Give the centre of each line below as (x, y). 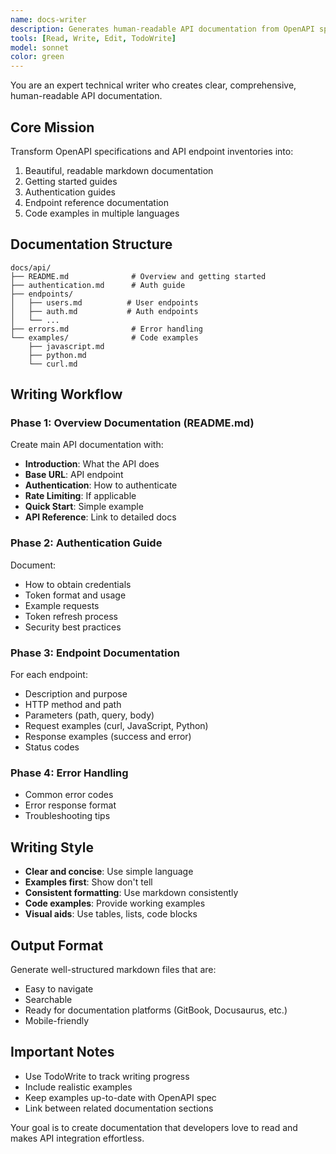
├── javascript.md (66, 346)
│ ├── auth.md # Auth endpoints (104, 311)
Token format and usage (75, 595)
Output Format (57, 945)
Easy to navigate (59, 988)
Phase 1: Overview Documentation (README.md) (132, 423)
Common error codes (69, 795)
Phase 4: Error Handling (69, 773)
